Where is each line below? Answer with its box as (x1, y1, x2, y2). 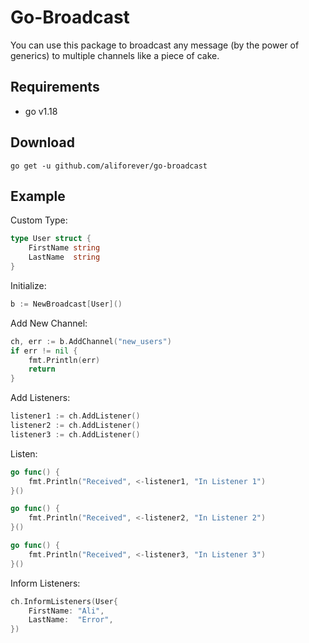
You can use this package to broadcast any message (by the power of (10, 39, 300, 51)
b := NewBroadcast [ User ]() (10, 299, 123, 309)
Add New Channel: (10, 317, 88, 329)
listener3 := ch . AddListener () (10, 429, 141, 440)
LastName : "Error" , (28, 615, 114, 625)
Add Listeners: (10, 392, 71, 404)
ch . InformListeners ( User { (10, 596, 118, 606)
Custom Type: (10, 214, 68, 226)
